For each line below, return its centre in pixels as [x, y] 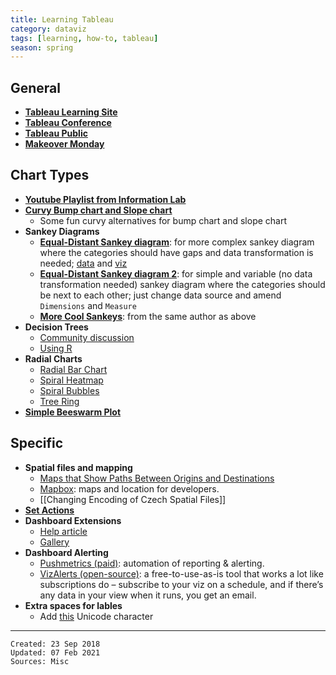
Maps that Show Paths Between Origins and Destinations [157, 478]
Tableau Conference [68, 123]
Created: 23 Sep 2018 [55, 644]
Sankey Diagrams [62, 231]
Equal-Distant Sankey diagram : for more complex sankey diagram [177, 242]
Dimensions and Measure [88, 305]
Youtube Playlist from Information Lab [105, 199]
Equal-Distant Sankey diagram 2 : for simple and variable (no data [176, 273]
